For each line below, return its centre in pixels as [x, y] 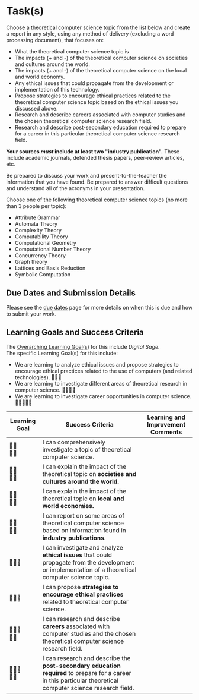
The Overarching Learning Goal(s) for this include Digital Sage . [83, 346]
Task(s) [25, 11]
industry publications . [74, 538]
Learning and [166, 417]
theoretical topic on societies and [89, 474]
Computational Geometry [46, 242]
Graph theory [31, 261]
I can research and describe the [86, 658]
